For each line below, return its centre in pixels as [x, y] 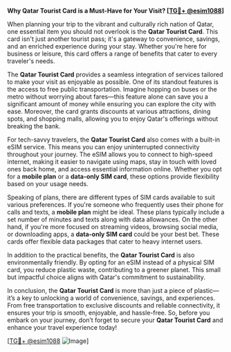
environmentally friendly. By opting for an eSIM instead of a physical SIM [111, 262]
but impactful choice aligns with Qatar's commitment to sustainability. [106, 277]
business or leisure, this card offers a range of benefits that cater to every [112, 53]
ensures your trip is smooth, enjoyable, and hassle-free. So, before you [109, 313]
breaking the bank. [34, 126]
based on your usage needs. [48, 184]
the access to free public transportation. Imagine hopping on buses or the [112, 89]
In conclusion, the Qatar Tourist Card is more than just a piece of [100, 291]
